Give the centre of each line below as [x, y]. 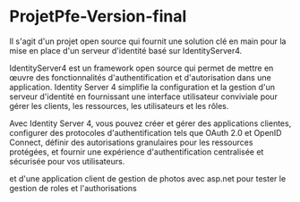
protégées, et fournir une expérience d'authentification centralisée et [137, 151]
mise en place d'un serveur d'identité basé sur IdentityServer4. [126, 50]
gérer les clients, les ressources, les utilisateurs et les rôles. [119, 105]
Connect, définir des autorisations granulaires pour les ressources [131, 142]
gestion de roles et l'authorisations [73, 188]
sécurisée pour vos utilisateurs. [67, 161]
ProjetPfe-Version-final [98, 17]
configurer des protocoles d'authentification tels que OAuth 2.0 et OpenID [146, 132]
